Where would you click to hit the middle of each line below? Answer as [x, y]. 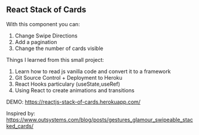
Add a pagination [36, 42]
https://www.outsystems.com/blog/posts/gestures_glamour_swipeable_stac [99, 120]
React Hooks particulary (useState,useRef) [68, 84]
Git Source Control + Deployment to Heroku [68, 77]
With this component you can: [43, 24]
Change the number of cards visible [59, 48]
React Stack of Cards [46, 10]
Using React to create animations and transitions [74, 90]
